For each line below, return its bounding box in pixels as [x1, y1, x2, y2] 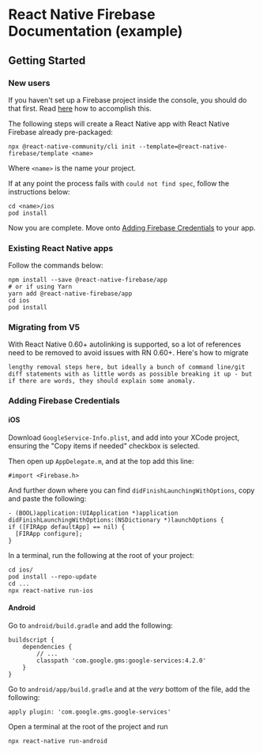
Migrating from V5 [8, 322, 81, 333]
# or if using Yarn [8, 283, 73, 291]
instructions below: [8, 187, 70, 197]
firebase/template [8, 149, 69, 157]
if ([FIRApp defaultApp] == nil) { [8, 523, 126, 530]
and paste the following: [8, 493, 87, 503]
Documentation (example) [8, 22, 183, 40]
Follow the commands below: [8, 260, 104, 270]
